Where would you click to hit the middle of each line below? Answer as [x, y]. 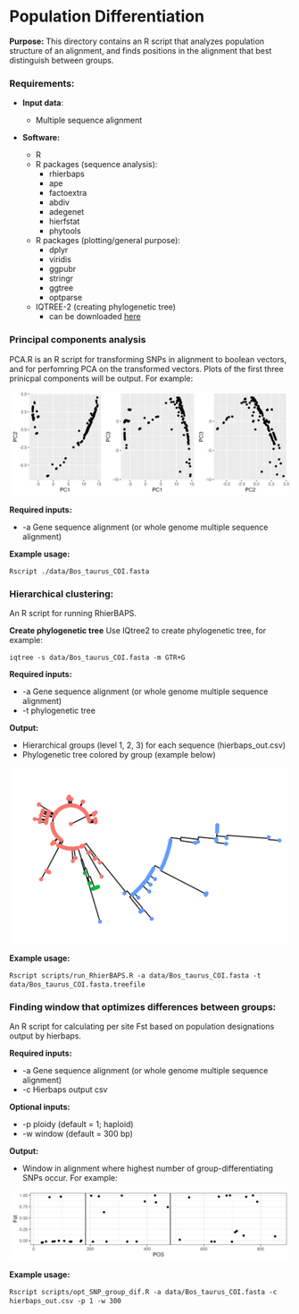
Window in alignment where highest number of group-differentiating [148, 1168]
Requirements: [42, 83]
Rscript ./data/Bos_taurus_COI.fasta [79, 572]
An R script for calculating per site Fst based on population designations [142, 1027]
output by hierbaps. [46, 1036]
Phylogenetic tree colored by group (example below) [119, 755]
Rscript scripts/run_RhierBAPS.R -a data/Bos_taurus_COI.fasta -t [135, 975]
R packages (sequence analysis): [96, 165]
